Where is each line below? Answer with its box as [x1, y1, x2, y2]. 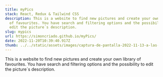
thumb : [5, 43, 18, 48]
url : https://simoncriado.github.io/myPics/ [5, 34, 97, 39]
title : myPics [5, 7, 34, 12]
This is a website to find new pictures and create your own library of [5, 56, 141, 62]
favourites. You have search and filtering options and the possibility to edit [5, 61, 154, 67]
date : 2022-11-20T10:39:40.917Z [5, 38, 70, 43]
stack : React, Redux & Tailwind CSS [5, 12, 79, 16]
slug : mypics [5, 29, 32, 34]
